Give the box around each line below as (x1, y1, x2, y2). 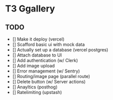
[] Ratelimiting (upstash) (12, 89, 62, 95)
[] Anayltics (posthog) (12, 84, 57, 90)
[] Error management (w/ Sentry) (12, 68, 80, 74)
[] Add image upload (12, 63, 55, 68)
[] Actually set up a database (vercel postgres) (12, 47, 108, 52)
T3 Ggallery (5, 3, 55, 14)
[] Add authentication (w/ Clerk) (12, 57, 78, 63)
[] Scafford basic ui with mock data (12, 41, 85, 47)
